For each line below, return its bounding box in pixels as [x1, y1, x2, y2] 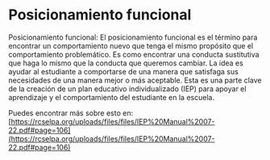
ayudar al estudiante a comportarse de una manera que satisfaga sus [8, 66, 239, 76]
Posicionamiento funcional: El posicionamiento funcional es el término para [8, 32, 258, 42]
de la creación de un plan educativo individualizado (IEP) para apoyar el [8, 83, 247, 94]
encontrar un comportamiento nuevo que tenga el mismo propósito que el [8, 40, 254, 50]
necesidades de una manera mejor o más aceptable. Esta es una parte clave [8, 75, 262, 85]
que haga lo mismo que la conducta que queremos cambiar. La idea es [8, 58, 243, 68]
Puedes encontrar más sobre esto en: [8, 107, 134, 118]
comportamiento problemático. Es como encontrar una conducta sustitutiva [8, 49, 260, 59]
